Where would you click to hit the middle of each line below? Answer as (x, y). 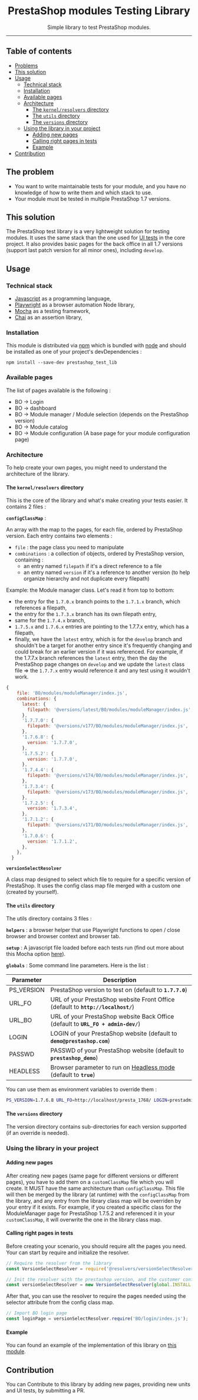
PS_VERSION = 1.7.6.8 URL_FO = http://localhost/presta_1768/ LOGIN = (88, 1100)
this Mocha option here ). (36, 954)
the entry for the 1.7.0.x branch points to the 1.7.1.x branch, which (98, 602)
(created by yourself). (32, 892)
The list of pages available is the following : (58, 390)
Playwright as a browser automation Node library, (75, 305)
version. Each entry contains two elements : (59, 536)
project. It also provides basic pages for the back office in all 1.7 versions (95, 244)
